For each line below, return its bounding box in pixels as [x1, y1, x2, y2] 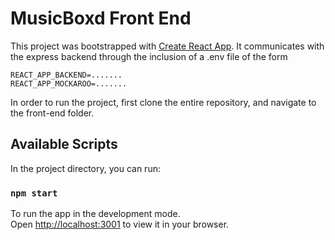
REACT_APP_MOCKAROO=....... [10, 78, 128, 89]
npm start [10, 187, 58, 199]
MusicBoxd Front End [10, 7, 192, 30]
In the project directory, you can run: [10, 162, 161, 174]
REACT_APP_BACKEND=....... [10, 70, 123, 80]
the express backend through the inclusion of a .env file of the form [10, 50, 288, 62]
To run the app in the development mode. [10, 208, 181, 220]
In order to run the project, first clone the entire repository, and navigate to [10, 96, 317, 108]
